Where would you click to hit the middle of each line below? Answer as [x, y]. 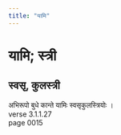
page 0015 [26, 122]
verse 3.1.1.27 [30, 114]
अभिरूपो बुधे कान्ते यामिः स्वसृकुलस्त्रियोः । [61, 104]
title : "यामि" [29, 16]
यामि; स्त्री [32, 55]
